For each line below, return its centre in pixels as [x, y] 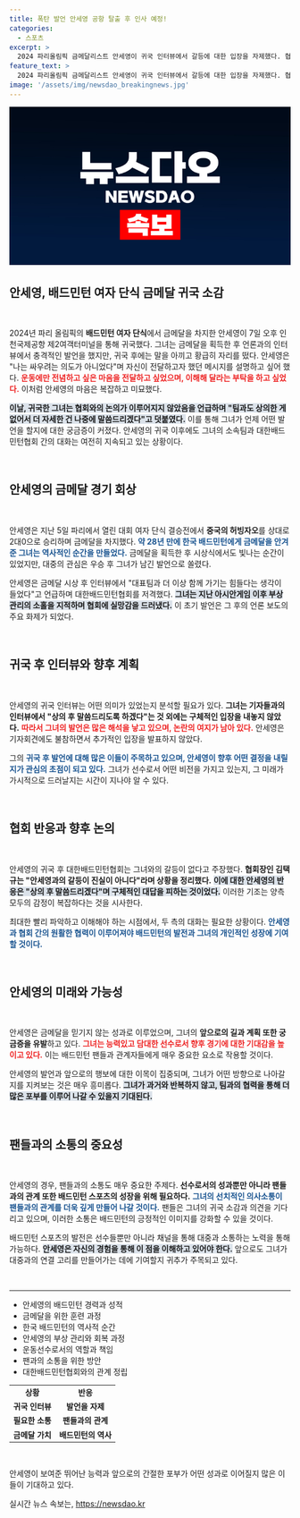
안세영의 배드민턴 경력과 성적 [72, 1305]
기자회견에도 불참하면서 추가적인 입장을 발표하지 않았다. [106, 739]
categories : [31, 28]
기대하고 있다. [50, 1485]
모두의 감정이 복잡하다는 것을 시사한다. [76, 903]
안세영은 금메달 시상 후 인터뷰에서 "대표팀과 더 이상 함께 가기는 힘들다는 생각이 [146, 582]
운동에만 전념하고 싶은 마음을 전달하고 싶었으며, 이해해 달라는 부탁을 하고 [146, 378]
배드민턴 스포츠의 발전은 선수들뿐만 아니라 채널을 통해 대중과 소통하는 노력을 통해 [150, 1238]
